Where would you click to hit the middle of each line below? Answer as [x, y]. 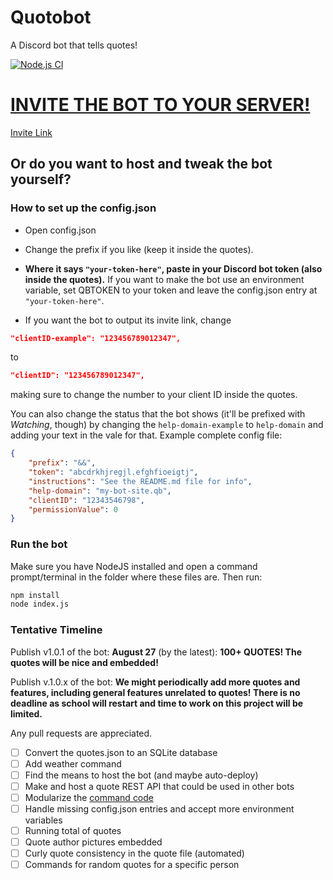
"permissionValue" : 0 [73, 509]
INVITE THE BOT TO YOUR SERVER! [160, 105]
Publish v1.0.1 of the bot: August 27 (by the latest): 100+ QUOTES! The [156, 652]
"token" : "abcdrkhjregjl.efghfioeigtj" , [113, 472]
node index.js [40, 604]
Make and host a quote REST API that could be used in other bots [159, 786]
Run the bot [39, 544]
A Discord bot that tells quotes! [74, 45]
